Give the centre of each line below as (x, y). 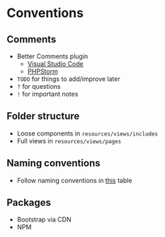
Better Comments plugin (52, 56)
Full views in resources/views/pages (69, 140)
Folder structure (43, 116)
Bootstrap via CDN (44, 220)
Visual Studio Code (55, 64)
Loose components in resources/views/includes (87, 133)
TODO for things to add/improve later (69, 79)
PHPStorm (42, 71)
